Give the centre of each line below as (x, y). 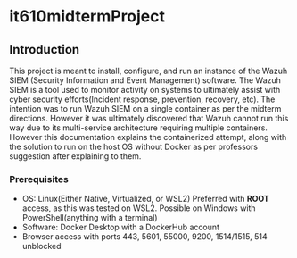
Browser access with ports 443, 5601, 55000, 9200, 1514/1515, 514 (144, 237)
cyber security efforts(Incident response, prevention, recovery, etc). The (142, 99)
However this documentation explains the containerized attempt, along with (148, 137)
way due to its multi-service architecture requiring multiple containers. (138, 128)
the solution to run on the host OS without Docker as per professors (134, 146)
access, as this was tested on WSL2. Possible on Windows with (139, 208)
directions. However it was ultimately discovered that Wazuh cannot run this (149, 118)
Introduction (45, 50)
